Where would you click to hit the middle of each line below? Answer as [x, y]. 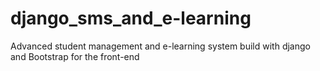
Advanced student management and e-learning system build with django [160, 46]
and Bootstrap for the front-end [75, 56]
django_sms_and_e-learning [131, 18]
